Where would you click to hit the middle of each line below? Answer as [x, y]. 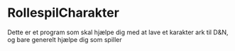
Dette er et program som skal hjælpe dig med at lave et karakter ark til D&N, [118, 32]
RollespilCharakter [63, 13]
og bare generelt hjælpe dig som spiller [65, 39]
